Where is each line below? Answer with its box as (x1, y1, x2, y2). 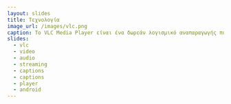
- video (13, 49, 36, 55)
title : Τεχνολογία (7, 16, 60, 23)
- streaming (13, 61, 48, 68)
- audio (13, 55, 36, 62)
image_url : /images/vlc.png (7, 23, 88, 29)
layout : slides (7, 10, 51, 17)
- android (13, 86, 41, 93)
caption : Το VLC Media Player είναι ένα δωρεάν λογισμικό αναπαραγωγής (7, 29, 217, 36)
